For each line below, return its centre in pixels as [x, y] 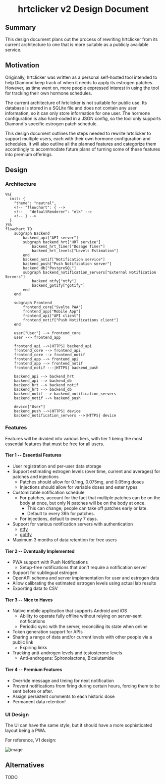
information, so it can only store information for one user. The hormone [78, 113]
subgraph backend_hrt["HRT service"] [62, 242]
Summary [21, 27]
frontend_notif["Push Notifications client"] [71, 320]
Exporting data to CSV [35, 588]
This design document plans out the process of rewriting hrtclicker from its [82, 39]
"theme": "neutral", [35, 203]
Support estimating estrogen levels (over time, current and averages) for [86, 471]
